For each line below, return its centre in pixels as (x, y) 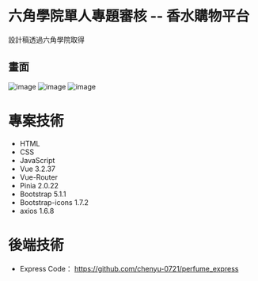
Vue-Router (38, 177)
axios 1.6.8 (37, 211)
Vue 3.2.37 (37, 169)
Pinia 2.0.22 (39, 185)
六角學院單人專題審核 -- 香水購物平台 (129, 16)
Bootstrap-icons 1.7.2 (54, 202)
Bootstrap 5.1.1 (43, 194)
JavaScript (37, 160)
